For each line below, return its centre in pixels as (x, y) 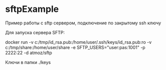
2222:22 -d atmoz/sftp (29, 53)
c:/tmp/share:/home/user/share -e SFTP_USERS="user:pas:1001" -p (75, 47)
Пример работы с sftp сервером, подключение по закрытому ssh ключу (83, 23)
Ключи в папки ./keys (28, 62)
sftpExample (32, 9)
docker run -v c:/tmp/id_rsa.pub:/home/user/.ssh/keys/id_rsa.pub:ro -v (78, 42)
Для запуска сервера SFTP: (35, 32)
